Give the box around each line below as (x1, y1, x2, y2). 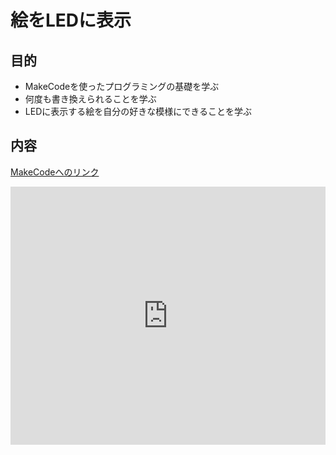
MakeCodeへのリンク (10, 166, 100, 178)
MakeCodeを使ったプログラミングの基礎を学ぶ (24, 81, 220, 92)
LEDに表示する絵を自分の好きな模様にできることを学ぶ (24, 106, 252, 117)
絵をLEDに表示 (10, 9, 132, 32)
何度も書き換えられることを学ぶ (24, 93, 157, 105)
